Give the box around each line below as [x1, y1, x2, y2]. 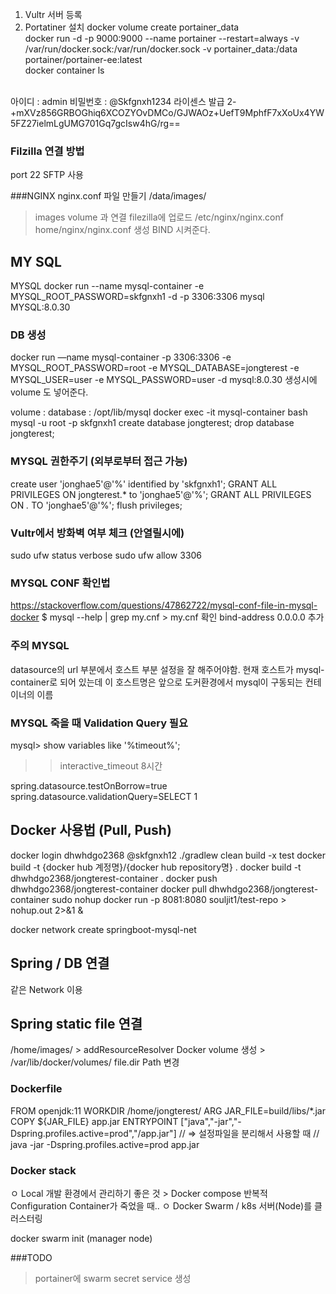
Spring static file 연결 [10, 1015, 143, 1032]
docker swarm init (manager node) [10, 1232, 153, 1244]
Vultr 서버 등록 [24, 9, 83, 20]
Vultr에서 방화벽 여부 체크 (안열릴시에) [10, 526, 185, 540]
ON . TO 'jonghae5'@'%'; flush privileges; [10, 499, 183, 511]
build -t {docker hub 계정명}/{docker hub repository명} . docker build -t [10, 861, 302, 873]
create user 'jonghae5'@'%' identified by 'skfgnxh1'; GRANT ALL [10, 478, 278, 490]
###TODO [10, 1251, 53, 1263]
